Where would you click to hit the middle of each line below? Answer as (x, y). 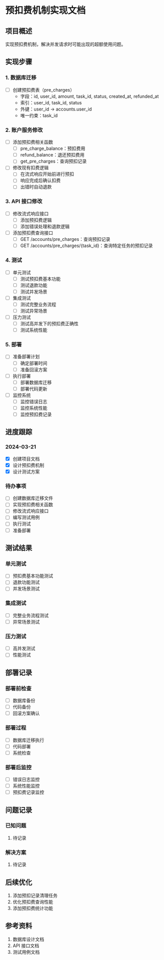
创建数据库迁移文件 (33, 498)
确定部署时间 (34, 363)
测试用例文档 (26, 952)
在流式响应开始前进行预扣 (47, 174)
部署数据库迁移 (36, 382)
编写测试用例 (26, 518)
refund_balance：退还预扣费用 (52, 155)
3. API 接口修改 (24, 202)
